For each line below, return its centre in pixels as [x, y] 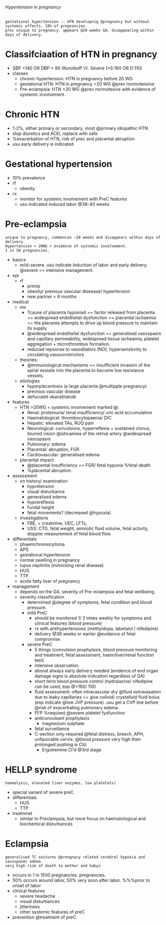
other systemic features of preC [52, 912]
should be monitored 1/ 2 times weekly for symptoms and [93, 618]
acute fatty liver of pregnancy [50, 581]
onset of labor [27, 885]
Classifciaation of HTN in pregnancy [81, 54]
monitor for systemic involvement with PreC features [73, 199]
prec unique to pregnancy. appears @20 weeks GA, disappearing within [80, 31]
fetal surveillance [52, 729]
